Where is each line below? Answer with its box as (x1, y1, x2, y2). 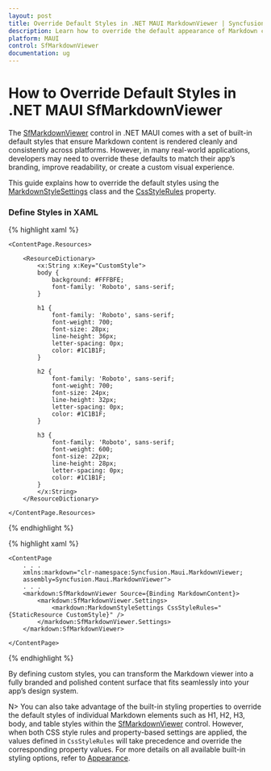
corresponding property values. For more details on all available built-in (8, 744, 246, 755)
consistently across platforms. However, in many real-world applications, (8, 145, 251, 154)
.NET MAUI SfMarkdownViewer (8, 102, 223, 119)
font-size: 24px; (51, 389, 110, 397)
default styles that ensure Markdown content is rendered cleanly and (8, 136, 238, 146)
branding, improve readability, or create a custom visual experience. (8, 162, 235, 172)
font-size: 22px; (51, 453, 110, 461)
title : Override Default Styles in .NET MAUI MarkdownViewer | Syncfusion (8, 19, 265, 27)
